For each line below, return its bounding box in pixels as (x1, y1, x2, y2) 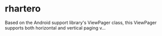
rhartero (5, 3, 41, 14)
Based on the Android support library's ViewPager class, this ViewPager (5, 19, 157, 25)
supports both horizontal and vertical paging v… (5, 24, 106, 30)
